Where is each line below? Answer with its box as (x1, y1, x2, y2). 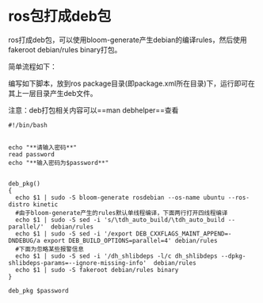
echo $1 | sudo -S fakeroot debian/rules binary (15, 266, 179, 274)
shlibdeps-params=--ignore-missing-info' (8, 259, 147, 267)
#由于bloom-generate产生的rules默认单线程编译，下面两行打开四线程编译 (15, 209, 228, 217)
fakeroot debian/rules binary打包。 (8, 44, 122, 54)
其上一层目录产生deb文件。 (8, 88, 97, 98)
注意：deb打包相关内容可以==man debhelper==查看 (8, 105, 179, 115)
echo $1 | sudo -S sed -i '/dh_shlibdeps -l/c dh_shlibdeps (15, 251, 218, 260)
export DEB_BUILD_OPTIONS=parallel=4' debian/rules (43, 236, 218, 244)
